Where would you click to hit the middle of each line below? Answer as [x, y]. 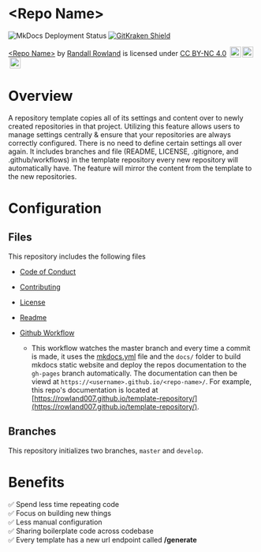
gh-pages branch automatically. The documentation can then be [134, 373]
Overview [41, 96]
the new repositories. [43, 176]
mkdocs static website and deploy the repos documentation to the [139, 364]
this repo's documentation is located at [95, 390]
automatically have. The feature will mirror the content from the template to [130, 168]
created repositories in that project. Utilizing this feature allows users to [124, 126]
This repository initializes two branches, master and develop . [106, 450]
